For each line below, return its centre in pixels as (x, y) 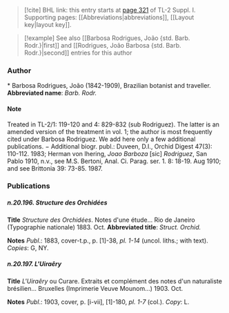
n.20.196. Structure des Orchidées (58, 202)
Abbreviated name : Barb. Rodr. (52, 93)
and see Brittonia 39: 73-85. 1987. (55, 168)
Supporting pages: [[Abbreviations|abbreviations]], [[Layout (109, 17)
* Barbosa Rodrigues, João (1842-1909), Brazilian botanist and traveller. (109, 86)
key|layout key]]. (48, 25)
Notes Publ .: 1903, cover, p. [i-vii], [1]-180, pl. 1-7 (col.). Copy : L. (98, 302)
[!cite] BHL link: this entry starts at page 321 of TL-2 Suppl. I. (110, 10)
